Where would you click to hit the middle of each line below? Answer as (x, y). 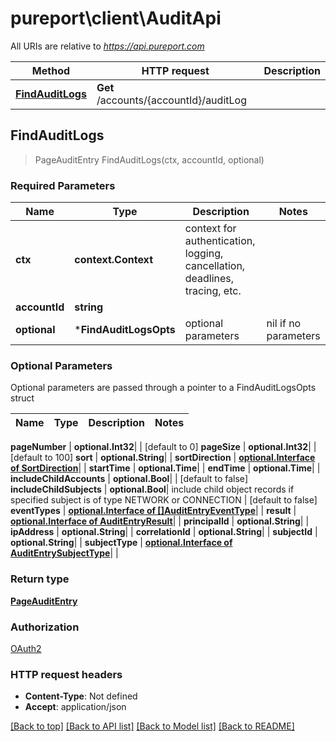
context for (210, 229)
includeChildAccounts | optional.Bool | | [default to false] (129, 479)
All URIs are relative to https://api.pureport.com (107, 46)
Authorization (45, 627)
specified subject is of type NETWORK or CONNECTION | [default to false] (164, 500)
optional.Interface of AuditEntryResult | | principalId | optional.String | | (160, 521)
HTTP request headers (66, 674)
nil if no (284, 324)
